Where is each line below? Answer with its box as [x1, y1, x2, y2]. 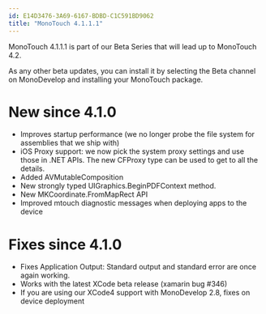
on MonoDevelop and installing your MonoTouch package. [8, 74, 204, 84]
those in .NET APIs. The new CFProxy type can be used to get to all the [19, 155, 258, 165]
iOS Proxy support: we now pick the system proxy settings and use [19, 146, 245, 156]
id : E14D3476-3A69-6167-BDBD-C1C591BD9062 [8, 11, 154, 20]
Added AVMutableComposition [19, 172, 124, 182]
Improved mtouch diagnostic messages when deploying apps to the [19, 198, 247, 208]
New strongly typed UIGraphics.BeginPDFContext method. [19, 181, 217, 191]
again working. [19, 270, 71, 280]
